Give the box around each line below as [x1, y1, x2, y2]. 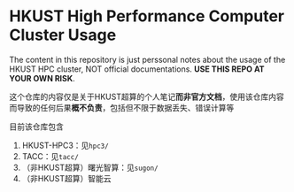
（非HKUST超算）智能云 [21, 173, 112, 183]
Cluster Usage [9, 25, 117, 45]
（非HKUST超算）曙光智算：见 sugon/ [21, 162, 159, 173]
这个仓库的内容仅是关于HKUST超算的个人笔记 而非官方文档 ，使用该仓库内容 [9, 91, 285, 102]
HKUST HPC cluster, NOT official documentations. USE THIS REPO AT [9, 64, 265, 74]
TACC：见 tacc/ [21, 150, 80, 161]
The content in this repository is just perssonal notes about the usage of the [9, 54, 286, 65]
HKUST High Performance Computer [9, 6, 285, 27]
